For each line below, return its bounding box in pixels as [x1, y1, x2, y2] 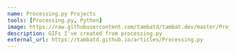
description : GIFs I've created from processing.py [7, 29, 162, 37]
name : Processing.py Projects [7, 10, 97, 18]
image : [7, 23, 27, 30]
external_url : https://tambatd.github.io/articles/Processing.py [7, 36, 203, 43]
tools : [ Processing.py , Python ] [7, 17, 102, 24]
